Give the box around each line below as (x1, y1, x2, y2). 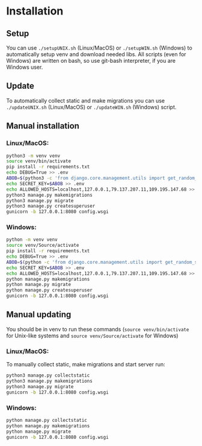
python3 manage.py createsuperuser (6, 203, 96, 209)
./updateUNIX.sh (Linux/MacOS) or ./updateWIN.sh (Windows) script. (6, 103, 177, 110)
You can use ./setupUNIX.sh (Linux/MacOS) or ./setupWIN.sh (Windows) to (6, 44, 192, 51)
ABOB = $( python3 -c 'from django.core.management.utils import (6, 175, 165, 181)
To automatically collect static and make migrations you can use (6, 97, 165, 104)
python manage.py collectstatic (6, 417, 87, 423)
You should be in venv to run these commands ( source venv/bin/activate (6, 325, 189, 333)
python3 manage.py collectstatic (6, 372, 90, 378)
